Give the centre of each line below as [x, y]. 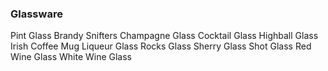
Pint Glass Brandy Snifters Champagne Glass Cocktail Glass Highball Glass [164, 36]
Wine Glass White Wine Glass [71, 57]
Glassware [36, 14]
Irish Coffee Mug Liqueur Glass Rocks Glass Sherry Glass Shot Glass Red [161, 46]
